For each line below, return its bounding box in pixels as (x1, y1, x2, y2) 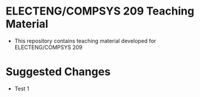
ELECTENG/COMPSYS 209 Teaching (5, 4, 195, 18)
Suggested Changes (5, 65, 111, 79)
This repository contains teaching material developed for (14, 37, 156, 44)
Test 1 (14, 85, 30, 92)
